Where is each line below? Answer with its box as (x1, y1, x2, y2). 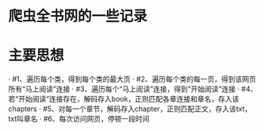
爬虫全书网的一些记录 (8, 7, 148, 25)
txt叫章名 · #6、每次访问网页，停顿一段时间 (8, 114, 150, 124)
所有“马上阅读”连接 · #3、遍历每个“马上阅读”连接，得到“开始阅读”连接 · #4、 (8, 84, 258, 94)
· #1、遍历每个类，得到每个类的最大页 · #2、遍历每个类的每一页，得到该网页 (8, 75, 256, 84)
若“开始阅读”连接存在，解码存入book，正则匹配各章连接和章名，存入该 (8, 94, 239, 104)
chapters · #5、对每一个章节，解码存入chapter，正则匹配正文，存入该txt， (8, 104, 252, 114)
